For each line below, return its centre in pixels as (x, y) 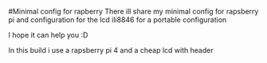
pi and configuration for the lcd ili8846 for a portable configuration (118, 20)
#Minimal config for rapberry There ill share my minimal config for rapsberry (133, 11)
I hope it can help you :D (48, 35)
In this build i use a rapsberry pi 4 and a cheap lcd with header (111, 50)
